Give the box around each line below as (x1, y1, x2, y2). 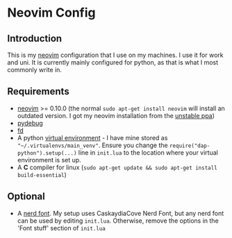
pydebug (17, 119, 43, 127)
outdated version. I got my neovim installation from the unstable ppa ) (17, 111, 215, 119)
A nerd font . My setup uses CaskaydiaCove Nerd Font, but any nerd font (17, 209, 224, 217)
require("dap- (169, 142, 210, 149)
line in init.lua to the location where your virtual (78, 148, 219, 157)
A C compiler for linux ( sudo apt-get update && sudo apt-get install (17, 163, 217, 171)
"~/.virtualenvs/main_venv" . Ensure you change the (17, 141, 168, 149)
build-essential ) (17, 170, 67, 178)
